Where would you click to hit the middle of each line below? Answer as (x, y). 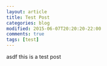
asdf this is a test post (34, 57)
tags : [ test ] (23, 40)
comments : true (25, 34)
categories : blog (28, 23)
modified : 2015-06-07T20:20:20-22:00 (54, 28)
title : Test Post (28, 17)
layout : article (27, 12)
